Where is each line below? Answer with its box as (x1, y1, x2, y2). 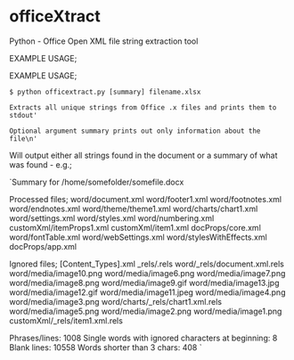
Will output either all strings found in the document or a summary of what (9, 150, 278, 160)
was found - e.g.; (9, 159, 73, 170)
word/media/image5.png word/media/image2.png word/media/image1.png (9, 306, 282, 316)
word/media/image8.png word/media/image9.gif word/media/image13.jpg (9, 277, 280, 288)
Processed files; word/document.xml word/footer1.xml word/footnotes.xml (9, 193, 282, 204)
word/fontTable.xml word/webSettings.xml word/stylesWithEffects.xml (9, 232, 267, 242)
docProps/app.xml (9, 241, 78, 251)
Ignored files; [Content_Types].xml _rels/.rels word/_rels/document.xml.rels (9, 258, 285, 269)
